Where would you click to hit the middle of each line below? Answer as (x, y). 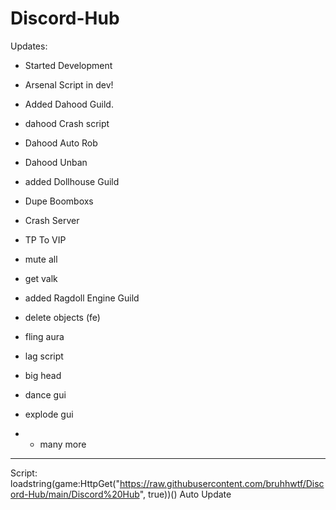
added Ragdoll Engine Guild (82, 298)
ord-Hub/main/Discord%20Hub (75, 494)
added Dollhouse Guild (72, 181)
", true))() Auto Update (185, 494)
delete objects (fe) (62, 317)
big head (43, 375)
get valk (41, 278)
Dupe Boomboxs (59, 201)
